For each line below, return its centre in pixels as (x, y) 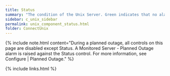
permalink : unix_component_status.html (47, 24)
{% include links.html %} (31, 69)
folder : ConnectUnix (27, 29)
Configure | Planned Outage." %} (40, 59)
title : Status (20, 10)
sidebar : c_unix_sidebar (31, 19)
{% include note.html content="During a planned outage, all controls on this (84, 43)
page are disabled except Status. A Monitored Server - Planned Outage (79, 48)
